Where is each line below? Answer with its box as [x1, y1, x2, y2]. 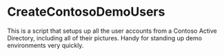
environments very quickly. [7, 41, 84, 49]
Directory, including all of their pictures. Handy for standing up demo [7, 33, 202, 42]
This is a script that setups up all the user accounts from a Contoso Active [7, 27, 217, 35]
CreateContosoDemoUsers [7, 4, 165, 20]
